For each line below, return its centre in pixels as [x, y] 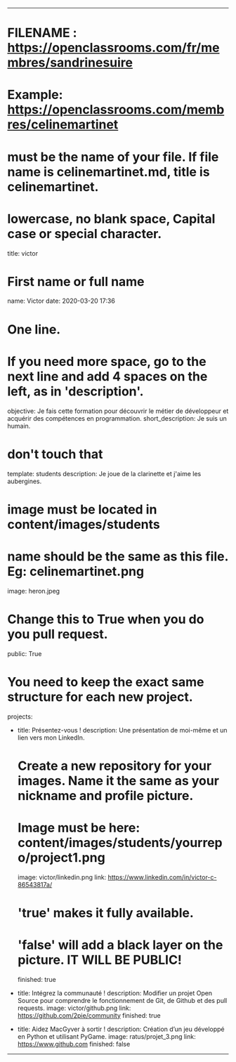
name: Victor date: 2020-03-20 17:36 [61, 301]
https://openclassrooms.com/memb [116, 110]
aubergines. [25, 481]
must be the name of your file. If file [113, 157]
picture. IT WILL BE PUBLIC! [100, 960]
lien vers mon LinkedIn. [51, 737]
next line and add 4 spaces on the [107, 376]
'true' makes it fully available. [106, 913]
